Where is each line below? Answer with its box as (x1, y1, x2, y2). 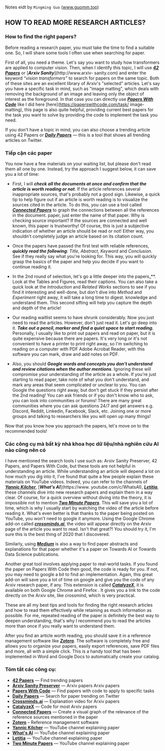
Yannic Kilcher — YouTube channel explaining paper (12, 724, 120, 730)
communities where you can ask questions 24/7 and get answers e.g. (12, 403, 154, 409)
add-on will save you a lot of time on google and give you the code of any (5, 577, 155, 583)
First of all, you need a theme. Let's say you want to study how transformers (5, 59, 160, 65)
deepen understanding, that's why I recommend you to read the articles (5, 618, 151, 624)
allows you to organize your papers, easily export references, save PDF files (5, 643, 160, 649)
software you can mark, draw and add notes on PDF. (12, 351, 119, 357)
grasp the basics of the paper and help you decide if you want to (12, 258, 144, 264)
